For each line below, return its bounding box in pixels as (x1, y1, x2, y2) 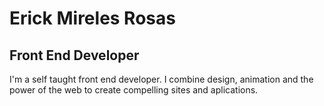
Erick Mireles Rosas (9, 7, 176, 30)
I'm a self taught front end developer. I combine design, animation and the (9, 73, 314, 85)
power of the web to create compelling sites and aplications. (9, 84, 259, 96)
